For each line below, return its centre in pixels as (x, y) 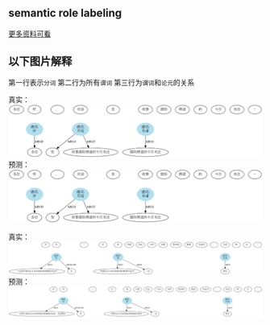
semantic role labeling (65, 13)
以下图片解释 (40, 62)
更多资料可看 (29, 33)
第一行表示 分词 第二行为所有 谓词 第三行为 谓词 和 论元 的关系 (102, 82)
